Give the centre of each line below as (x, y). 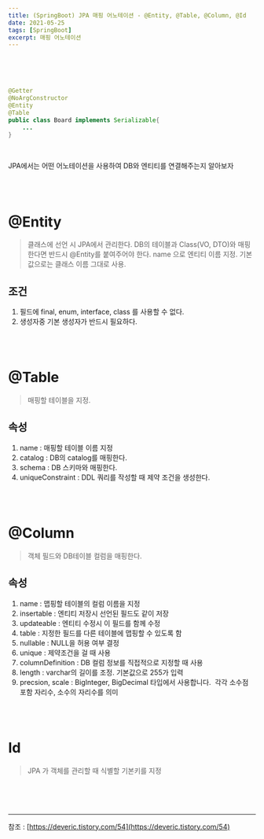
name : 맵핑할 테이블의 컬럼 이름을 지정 (80, 603)
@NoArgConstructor (38, 98)
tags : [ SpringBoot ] (40, 30)
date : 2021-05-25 (37, 23)
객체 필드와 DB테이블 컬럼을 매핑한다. (85, 556)
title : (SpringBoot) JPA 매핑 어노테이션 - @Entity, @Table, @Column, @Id (127, 15)
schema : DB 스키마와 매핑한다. (68, 467)
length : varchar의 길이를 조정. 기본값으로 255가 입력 (101, 672)
